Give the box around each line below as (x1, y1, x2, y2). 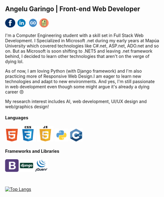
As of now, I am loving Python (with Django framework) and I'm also (5, 68, 142, 74)
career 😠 (5, 89, 24, 95)
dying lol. (5, 58, 23, 64)
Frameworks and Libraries (5, 148, 60, 154)
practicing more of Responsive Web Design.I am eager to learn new (5, 73, 141, 79)
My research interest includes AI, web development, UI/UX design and (5, 98, 147, 104)
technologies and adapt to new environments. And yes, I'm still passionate (5, 78, 155, 84)
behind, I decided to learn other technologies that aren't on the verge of (5, 53, 150, 59)
